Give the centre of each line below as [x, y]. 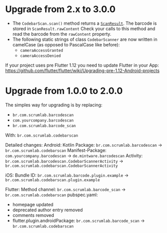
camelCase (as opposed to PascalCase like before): [66, 44]
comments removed [33, 215]
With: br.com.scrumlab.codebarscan [42, 135]
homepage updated [33, 204]
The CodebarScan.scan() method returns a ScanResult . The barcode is [85, 23]
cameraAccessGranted [41, 50]
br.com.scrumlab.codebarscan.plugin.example [53, 180]
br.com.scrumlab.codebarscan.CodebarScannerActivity [62, 166]
